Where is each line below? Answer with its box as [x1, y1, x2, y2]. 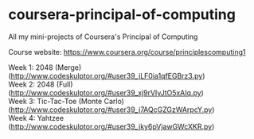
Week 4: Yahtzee [8, 113, 64, 122]
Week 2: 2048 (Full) [8, 79, 73, 89]
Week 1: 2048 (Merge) [8, 62, 82, 72]
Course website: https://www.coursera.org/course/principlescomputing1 [8, 47, 246, 56]
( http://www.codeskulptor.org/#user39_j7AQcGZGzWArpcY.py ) [8, 105, 215, 114]
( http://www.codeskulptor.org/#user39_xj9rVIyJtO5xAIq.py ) [8, 87, 205, 97]
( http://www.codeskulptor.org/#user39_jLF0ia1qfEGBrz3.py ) [8, 71, 205, 80]
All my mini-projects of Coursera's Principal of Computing [8, 32, 198, 41]
